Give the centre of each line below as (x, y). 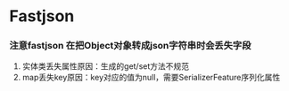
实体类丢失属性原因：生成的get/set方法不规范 (106, 66)
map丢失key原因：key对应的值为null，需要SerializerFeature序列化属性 (151, 78)
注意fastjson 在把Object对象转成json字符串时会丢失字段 (130, 46)
